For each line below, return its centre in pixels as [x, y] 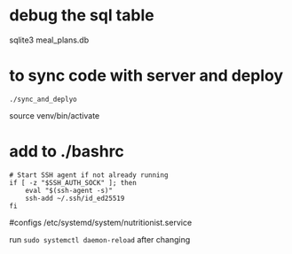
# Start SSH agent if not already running [89, 175]
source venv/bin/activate [55, 115]
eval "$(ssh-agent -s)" [69, 190]
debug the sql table [82, 15]
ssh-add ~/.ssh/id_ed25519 [75, 198]
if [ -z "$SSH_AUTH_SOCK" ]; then [73, 182]
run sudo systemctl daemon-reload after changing [100, 239]
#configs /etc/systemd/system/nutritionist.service [101, 222]
